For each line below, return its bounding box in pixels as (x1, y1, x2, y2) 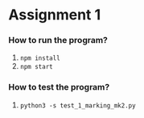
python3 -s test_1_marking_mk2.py (19, 101, 136, 110)
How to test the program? (8, 82, 110, 93)
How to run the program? (8, 35, 109, 46)
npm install (19, 54, 60, 62)
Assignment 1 (8, 6, 101, 24)
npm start (19, 63, 54, 71)
